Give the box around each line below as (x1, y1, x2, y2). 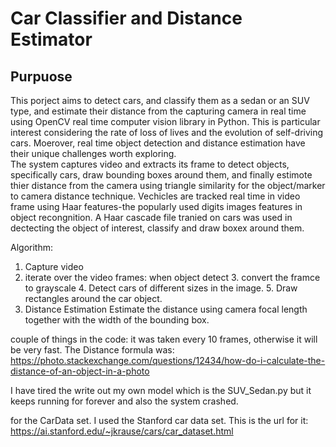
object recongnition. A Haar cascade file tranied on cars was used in (10, 212, 293, 223)
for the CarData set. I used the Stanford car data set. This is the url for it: (10, 415, 309, 426)
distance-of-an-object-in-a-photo (10, 365, 150, 377)
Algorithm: (10, 242, 53, 253)
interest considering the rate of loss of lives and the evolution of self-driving (10, 127, 324, 138)
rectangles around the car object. (24, 293, 163, 304)
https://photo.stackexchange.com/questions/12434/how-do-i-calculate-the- (10, 355, 326, 366)
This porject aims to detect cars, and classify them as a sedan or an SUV (10, 95, 310, 106)
